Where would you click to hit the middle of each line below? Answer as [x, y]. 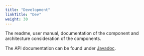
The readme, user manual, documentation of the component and [72, 33]
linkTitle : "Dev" [23, 14]
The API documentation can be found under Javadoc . [61, 48]
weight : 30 [17, 19]
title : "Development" [28, 10]
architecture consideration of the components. [53, 38]
